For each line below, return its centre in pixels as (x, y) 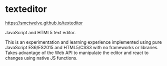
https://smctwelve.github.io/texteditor (44, 23)
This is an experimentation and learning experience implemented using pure (83, 42)
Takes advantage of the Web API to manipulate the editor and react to (77, 53)
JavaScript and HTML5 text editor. (40, 32)
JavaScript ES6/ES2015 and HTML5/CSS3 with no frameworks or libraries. (82, 47)
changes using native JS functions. (41, 58)
